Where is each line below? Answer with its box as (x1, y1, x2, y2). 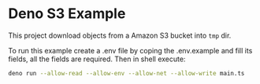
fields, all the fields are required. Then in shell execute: (8, 54, 186, 64)
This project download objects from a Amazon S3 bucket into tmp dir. (8, 31, 232, 40)
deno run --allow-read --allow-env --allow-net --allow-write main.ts (8, 69, 245, 77)
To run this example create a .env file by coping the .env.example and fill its (8, 46, 253, 55)
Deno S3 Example (8, 5, 126, 23)
